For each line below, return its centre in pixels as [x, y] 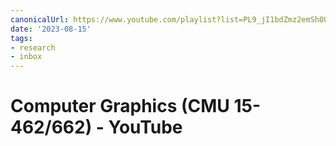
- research [33, 47]
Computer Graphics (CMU [120, 106]
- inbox [26, 57]
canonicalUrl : [40, 19]
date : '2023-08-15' [51, 29]
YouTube [145, 127]
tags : [21, 38]
